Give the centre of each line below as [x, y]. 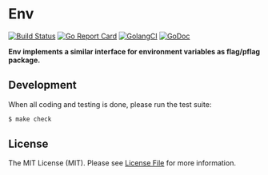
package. [24, 60]
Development [43, 85]
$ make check [30, 119]
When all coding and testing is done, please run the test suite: [110, 104]
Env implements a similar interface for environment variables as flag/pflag [134, 51]
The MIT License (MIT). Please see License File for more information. [122, 163]
